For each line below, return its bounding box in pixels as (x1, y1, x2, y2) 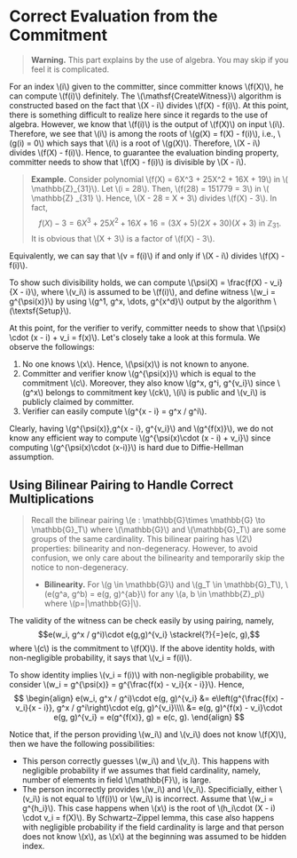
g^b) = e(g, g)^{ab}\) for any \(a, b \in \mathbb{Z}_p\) (71, 589, 265, 600)
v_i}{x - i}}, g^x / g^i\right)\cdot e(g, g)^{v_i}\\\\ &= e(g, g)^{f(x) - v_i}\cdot (15, 703, 283, 713)
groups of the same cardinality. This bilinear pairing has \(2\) (30, 534, 253, 544)
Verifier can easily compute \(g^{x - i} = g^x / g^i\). (21, 406, 207, 417)
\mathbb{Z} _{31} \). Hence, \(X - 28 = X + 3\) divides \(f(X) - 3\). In (30, 193, 277, 203)
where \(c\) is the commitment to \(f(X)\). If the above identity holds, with (9, 643, 275, 654)
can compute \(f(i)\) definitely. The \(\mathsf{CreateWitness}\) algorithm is (9, 91, 282, 101)
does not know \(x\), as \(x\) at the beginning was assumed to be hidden (21, 831, 286, 842)
